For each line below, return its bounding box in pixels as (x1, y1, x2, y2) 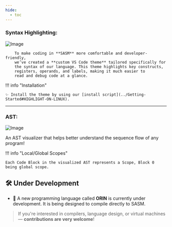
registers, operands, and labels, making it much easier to (14, 69, 145, 74)
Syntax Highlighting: (5, 29, 58, 36)
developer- (124, 51, 147, 56)
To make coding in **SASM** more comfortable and (14, 51, 123, 56)
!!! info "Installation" (5, 82, 47, 88)
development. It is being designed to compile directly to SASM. (12, 200, 146, 207)
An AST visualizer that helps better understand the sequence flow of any (5, 135, 159, 141)
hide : (5, 7, 17, 13)
